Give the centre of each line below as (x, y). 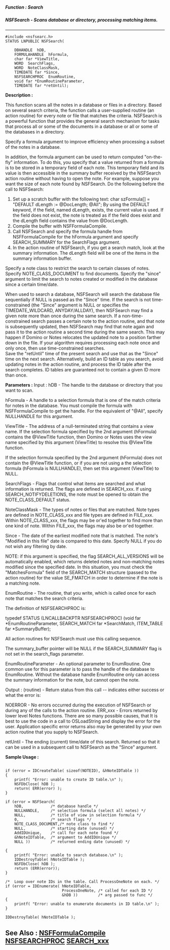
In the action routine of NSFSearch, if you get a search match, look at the (89, 248)
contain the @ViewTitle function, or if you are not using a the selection (78, 463)
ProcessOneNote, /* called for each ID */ (107, 891)
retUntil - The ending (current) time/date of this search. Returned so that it (83, 742)
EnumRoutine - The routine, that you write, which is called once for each (81, 593)
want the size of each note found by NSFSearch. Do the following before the (85, 184)
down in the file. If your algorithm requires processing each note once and (82, 343)
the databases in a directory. (35, 132)
